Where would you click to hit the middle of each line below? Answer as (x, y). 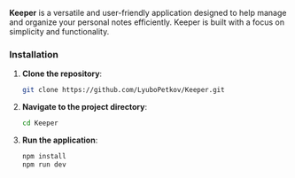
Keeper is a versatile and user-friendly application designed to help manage (148, 13)
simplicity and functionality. (59, 31)
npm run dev (44, 164)
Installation (34, 54)
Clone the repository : (62, 74)
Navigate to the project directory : (85, 107)
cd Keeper (40, 123)
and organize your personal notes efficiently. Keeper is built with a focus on (147, 22)
